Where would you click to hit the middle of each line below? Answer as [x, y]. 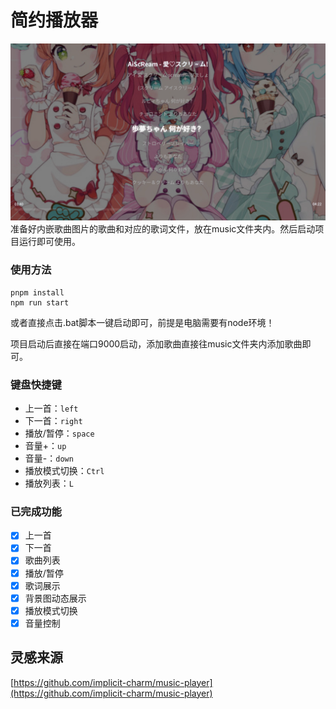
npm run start [40, 302]
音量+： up [45, 446]
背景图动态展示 [55, 598]
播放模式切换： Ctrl [64, 471]
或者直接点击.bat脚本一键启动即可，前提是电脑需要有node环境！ [142, 322]
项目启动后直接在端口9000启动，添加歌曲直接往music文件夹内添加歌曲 [156, 343]
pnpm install [37, 292]
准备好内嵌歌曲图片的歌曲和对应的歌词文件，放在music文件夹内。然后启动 [163, 229]
